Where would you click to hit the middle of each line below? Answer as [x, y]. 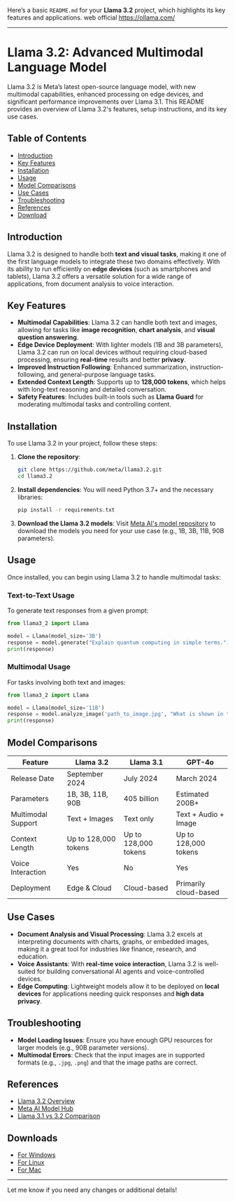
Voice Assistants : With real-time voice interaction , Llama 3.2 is [110, 963]
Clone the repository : [49, 457]
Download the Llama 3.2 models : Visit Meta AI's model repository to [116, 523]
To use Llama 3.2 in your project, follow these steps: [83, 444]
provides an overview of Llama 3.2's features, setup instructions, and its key [117, 109]
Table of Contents [47, 138]
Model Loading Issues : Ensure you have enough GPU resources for [115, 1040]
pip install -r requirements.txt [66, 510]
